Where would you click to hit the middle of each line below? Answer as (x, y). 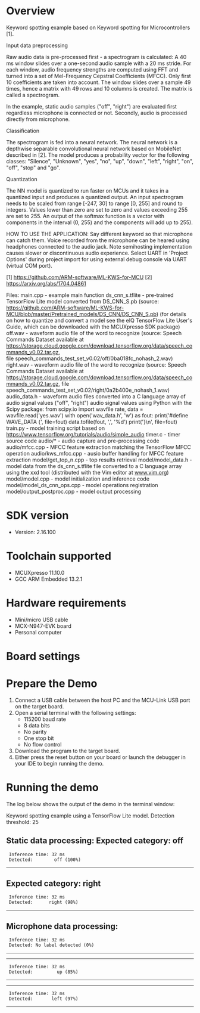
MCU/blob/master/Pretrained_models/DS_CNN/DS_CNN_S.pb (81, 314)
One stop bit (39, 738)
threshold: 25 (22, 822)
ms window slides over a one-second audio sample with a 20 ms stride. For (99, 63)
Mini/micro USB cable (41, 619)
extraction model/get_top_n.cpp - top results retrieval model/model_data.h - (99, 460)
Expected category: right (54, 884)
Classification (23, 131)
